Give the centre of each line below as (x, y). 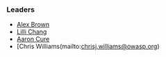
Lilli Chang (32, 32)
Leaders (21, 10)
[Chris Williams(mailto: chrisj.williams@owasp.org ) (88, 47)
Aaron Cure (33, 39)
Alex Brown (33, 25)
